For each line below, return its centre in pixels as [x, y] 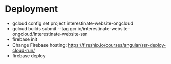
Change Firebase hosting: [39, 45]
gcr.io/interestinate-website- [100, 28]
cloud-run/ [24, 50]
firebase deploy [29, 56]
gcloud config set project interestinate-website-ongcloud [73, 23]
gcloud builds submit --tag [40, 28]
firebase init [25, 39]
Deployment [31, 9]
